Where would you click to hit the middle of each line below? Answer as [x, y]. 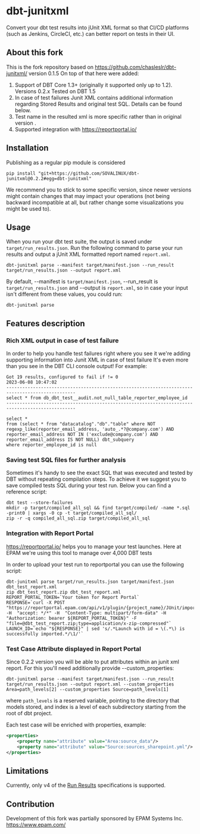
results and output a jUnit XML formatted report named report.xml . [88, 254]
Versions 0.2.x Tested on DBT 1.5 [55, 91]
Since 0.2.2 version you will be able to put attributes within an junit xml [93, 662]
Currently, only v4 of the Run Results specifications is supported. [86, 785]
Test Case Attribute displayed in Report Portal [74, 648]
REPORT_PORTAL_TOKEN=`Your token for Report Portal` [73, 597]
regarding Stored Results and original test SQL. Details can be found [99, 104]
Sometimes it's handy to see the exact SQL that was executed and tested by [100, 473]
